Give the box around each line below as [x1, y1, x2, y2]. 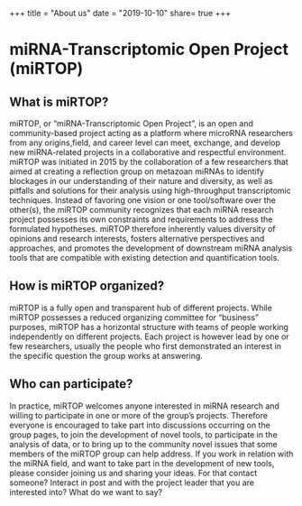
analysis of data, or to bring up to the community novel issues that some [9, 438, 278, 449]
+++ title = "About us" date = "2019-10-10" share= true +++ [9, 8, 232, 18]
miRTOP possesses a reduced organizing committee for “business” [9, 311, 260, 323]
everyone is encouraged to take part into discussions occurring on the [9, 419, 270, 430]
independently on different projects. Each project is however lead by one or [9, 331, 290, 342]
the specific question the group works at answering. [9, 350, 203, 361]
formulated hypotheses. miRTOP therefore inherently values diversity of [9, 224, 277, 234]
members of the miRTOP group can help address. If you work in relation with [9, 448, 294, 459]
